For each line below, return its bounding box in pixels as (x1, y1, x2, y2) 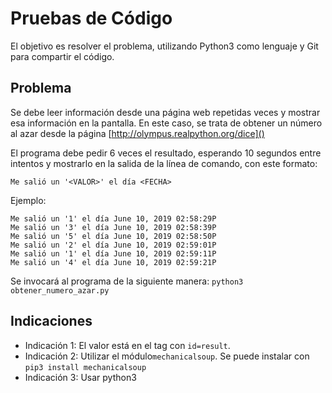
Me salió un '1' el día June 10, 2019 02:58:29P (10, 213, 217, 224)
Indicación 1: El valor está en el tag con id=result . (24, 339, 231, 351)
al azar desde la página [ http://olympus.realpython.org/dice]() (10, 127, 265, 139)
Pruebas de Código (10, 7, 173, 30)
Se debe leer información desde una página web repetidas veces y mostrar (10, 106, 321, 118)
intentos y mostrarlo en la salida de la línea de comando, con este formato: (10, 157, 318, 169)
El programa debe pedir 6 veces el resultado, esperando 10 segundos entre (10, 147, 322, 159)
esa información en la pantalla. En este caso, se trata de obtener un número (10, 117, 323, 129)
